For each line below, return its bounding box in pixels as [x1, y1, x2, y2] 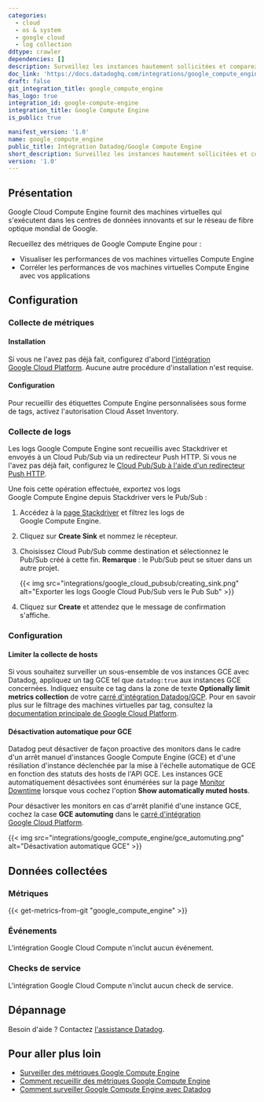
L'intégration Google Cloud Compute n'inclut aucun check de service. [8, 980, 233, 990]
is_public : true [8, 114, 61, 122]
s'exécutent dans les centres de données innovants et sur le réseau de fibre [8, 215, 254, 225]
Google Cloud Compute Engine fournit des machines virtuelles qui [8, 208, 222, 217]
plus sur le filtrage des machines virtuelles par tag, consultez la [8, 700, 214, 710]
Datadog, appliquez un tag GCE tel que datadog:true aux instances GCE [8, 675, 241, 685]
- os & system [15, 26, 61, 34]
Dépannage [8, 1004, 67, 1017]
